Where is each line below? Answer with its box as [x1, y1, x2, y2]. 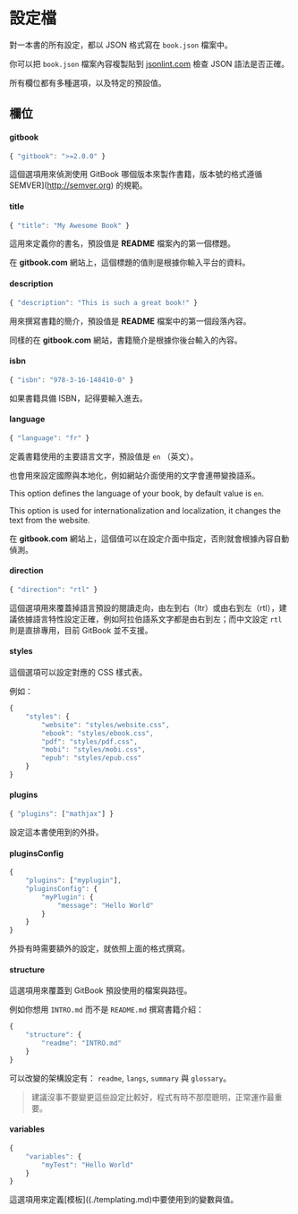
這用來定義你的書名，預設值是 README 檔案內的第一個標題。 [9, 238, 235, 249]
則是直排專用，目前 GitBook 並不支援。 [9, 624, 153, 635]
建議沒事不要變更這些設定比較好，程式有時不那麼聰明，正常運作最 [30, 1091, 275, 1102]
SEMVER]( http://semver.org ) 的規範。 [9, 180, 148, 191]
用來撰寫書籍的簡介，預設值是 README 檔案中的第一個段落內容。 [9, 315, 251, 327]
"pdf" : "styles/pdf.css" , [41, 737, 139, 746]
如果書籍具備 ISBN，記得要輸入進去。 [9, 393, 148, 403]
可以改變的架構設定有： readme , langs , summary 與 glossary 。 [9, 1073, 231, 1083]
